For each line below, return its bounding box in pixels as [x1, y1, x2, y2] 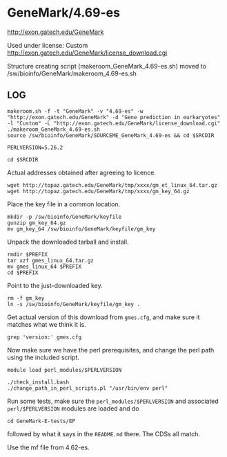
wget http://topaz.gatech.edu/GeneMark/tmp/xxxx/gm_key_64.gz [7, 188, 190, 195]
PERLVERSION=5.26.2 [7, 144, 63, 151]
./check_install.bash [7, 379, 70, 386]
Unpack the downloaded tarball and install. [7, 238, 129, 246]
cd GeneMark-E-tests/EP [7, 418, 76, 424]
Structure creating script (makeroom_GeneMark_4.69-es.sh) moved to [7, 62, 207, 70]
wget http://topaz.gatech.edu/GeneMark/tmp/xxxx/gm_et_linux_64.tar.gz [7, 181, 217, 188]
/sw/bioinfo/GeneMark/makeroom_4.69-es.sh [7, 69, 137, 78]
